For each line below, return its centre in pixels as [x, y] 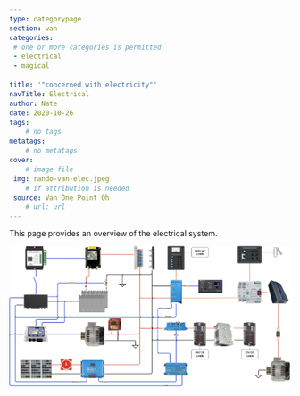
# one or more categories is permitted [87, 47]
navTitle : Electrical [50, 94]
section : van [33, 28]
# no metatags [51, 151]
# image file [50, 169]
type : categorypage [46, 19]
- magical [31, 66]
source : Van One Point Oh [61, 198]
